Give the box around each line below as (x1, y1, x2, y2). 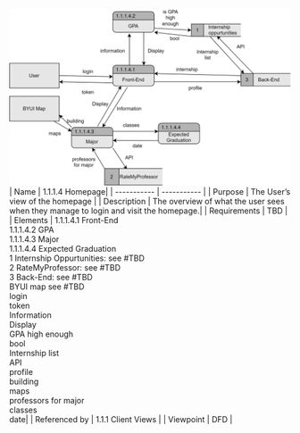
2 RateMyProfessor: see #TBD (9, 262, 121, 272)
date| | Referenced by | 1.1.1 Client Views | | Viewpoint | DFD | (9, 413, 233, 424)
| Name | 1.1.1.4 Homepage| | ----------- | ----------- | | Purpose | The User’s (9, 186, 291, 196)
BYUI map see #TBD (9, 281, 85, 292)
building (9, 376, 39, 387)
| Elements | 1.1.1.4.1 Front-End (9, 214, 119, 225)
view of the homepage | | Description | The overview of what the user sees (9, 196, 285, 206)
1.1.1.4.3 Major (9, 233, 60, 245)
